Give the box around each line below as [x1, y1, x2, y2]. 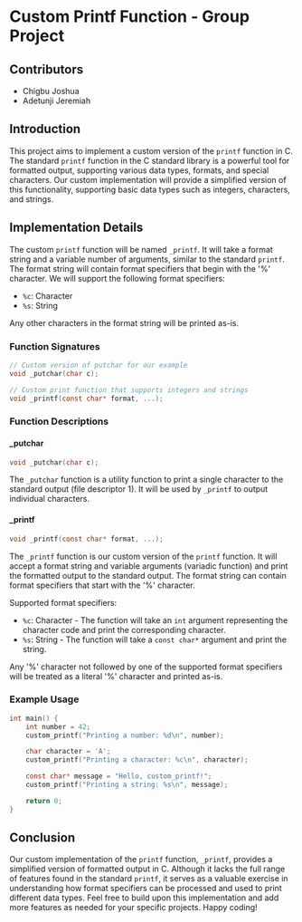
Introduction [9, 121, 81, 137]
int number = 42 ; [25, 722, 91, 731]
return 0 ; [25, 796, 63, 805]
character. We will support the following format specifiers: [9, 273, 226, 283]
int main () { [9, 714, 59, 723]
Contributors [9, 62, 84, 77]
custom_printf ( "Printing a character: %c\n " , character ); [25, 755, 249, 764]
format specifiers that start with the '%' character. [9, 580, 196, 591]
